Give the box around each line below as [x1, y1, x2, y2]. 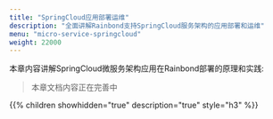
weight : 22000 [9, 37, 62, 47]
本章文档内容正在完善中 [30, 82, 118, 93]
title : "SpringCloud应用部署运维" [9, 12, 129, 22]
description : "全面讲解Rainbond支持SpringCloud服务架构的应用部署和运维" [9, 21, 265, 30]
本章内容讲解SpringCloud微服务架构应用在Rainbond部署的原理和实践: [9, 63, 265, 74]
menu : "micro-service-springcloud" [9, 29, 142, 38]
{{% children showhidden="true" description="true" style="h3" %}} [9, 99, 259, 111]
